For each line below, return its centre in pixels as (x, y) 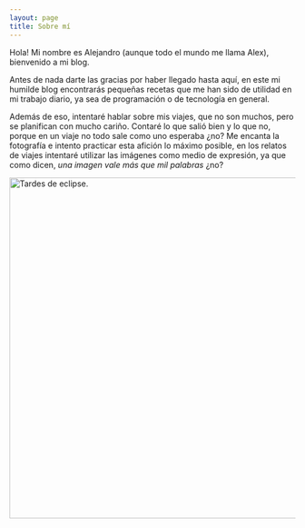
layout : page (34, 18)
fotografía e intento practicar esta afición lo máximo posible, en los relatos (148, 145)
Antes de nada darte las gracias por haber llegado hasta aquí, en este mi (145, 79)
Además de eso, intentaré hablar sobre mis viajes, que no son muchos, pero (152, 116)
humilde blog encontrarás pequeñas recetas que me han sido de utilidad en (151, 89)
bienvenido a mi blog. (49, 62)
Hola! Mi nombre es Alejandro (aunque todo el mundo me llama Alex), (139, 52)
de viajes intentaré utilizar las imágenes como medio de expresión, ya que (148, 154)
